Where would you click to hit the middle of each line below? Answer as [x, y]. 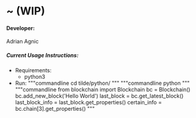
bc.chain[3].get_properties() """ [55, 109]
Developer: [21, 28]
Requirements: [33, 70]
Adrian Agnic [23, 42]
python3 [35, 77]
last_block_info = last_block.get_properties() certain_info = [88, 102]
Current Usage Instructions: [42, 55]
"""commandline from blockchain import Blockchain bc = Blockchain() [103, 90]
